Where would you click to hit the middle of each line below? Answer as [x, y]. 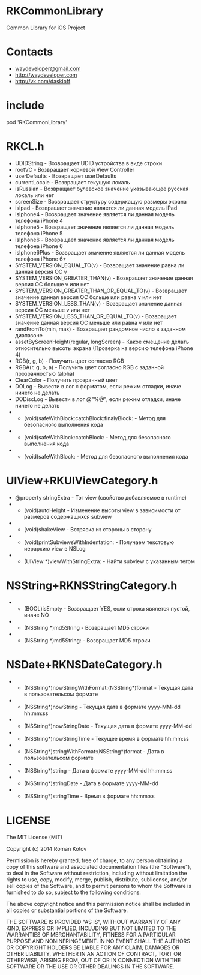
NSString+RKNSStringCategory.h [92, 585]
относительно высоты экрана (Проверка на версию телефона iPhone [104, 348]
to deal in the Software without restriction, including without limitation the [97, 873]
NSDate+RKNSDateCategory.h [85, 664]
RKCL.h [25, 146]
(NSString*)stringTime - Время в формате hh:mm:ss [89, 796]
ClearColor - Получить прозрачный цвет [66, 380]
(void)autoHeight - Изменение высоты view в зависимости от [102, 510]
